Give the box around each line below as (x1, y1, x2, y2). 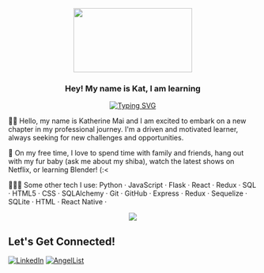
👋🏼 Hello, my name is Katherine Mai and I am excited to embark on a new (8, 116, 247, 125)
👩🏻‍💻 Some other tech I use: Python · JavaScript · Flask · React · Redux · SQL (8, 181, 257, 190)
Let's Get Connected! (8, 234, 116, 248)
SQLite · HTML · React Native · (8, 197, 107, 207)
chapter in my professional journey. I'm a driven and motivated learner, (8, 125, 239, 134)
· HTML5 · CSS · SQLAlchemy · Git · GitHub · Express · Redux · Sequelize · (8, 189, 247, 198)
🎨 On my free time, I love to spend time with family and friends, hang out (8, 148, 244, 158)
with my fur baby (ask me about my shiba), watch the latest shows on (8, 157, 235, 166)
